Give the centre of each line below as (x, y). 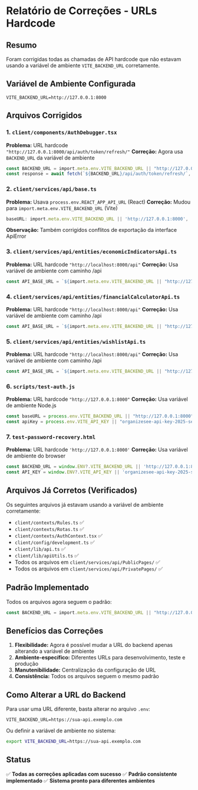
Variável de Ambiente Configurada (71, 84)
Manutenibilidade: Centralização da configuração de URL (85, 670)
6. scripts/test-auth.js (41, 386)
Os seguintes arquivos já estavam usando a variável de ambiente (85, 504)
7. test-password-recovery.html (51, 437)
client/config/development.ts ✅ (55, 542)
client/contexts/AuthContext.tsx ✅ (59, 535)
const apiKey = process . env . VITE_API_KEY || (62, 422)
